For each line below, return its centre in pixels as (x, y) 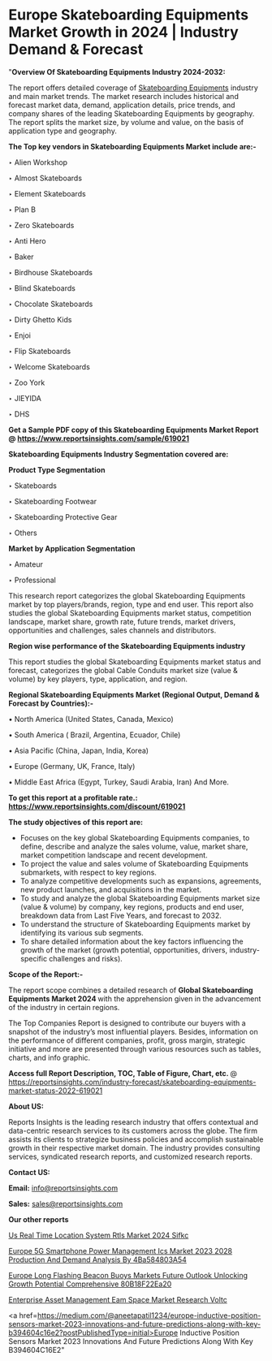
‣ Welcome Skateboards (50, 366)
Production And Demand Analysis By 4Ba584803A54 (97, 1259)
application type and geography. (63, 131)
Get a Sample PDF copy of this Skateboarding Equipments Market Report (134, 430)
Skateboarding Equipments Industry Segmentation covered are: (119, 454)
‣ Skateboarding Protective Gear (63, 516)
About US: (26, 1106)
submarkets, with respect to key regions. (88, 872)
